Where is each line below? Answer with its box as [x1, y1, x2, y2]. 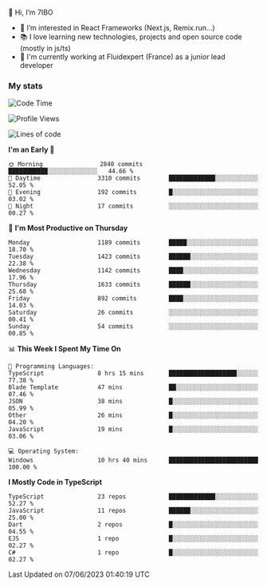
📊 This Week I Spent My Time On [8, 344, 121, 354]
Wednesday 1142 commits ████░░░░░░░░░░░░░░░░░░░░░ [8, 267, 259, 275]
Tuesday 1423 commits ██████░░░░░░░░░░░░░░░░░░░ [8, 252, 259, 261]
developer [19, 61, 53, 69]
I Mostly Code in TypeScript [8, 478, 102, 487]
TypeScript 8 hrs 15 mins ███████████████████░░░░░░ [8, 370, 259, 378]
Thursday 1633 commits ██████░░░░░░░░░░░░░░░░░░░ [8, 280, 259, 289]
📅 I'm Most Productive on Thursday [8, 224, 128, 233]
